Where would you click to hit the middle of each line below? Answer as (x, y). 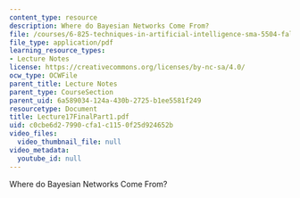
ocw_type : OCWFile (43, 76)
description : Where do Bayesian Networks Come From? (109, 26)
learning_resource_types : (57, 51)
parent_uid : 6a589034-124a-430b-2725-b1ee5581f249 (105, 100)
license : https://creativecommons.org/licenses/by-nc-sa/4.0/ (127, 68)
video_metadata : (39, 150)
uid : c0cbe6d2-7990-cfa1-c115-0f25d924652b (92, 126)
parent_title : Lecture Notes (63, 84)
